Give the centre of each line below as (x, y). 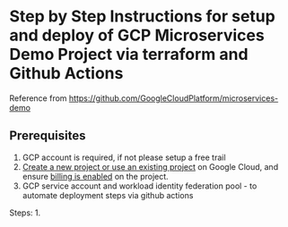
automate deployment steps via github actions (108, 195)
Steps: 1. (25, 213)
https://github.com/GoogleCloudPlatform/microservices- (174, 98)
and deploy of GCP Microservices (137, 35)
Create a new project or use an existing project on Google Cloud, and (150, 166)
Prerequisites (48, 136)
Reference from (38, 98)
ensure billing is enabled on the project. (95, 176)
